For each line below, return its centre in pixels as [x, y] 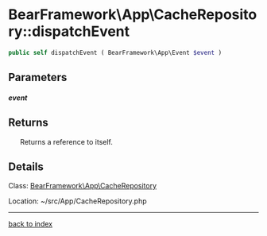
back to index [31, 224]
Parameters [38, 77]
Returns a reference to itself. [66, 141]
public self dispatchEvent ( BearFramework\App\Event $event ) [115, 52]
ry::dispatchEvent [69, 31]
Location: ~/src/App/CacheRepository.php [77, 201]
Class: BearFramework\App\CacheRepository [83, 186]
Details [26, 167]
